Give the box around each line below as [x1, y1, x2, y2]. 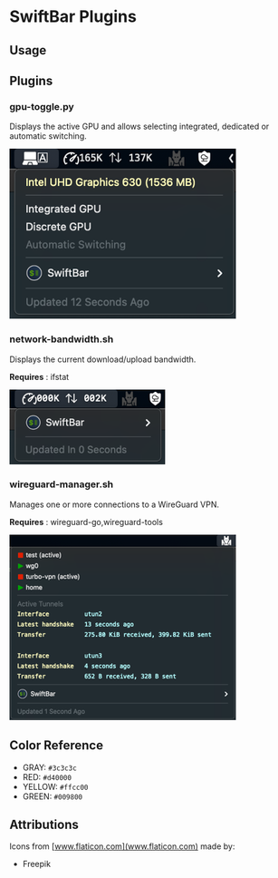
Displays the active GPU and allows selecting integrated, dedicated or [9, 121, 270, 132]
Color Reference [9, 737, 104, 754]
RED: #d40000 [22, 771, 72, 782]
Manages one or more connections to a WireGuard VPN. [9, 499, 220, 510]
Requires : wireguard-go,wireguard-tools [9, 516, 163, 527]
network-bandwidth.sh [9, 333, 114, 346]
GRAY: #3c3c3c [22, 762, 77, 773]
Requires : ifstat [9, 371, 70, 382]
